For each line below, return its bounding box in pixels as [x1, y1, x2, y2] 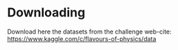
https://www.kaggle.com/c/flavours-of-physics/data [7, 34, 157, 42]
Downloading [7, 5, 85, 21]
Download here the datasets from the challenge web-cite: [7, 27, 172, 36]
